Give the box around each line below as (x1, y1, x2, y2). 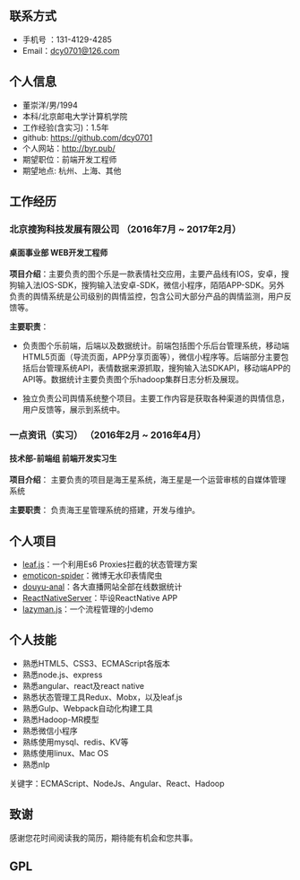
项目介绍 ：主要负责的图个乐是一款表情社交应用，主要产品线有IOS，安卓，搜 (9, 268, 289, 280)
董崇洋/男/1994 (21, 100, 78, 110)
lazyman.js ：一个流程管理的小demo (21, 604, 154, 614)
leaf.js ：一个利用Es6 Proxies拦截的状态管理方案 (21, 559, 198, 570)
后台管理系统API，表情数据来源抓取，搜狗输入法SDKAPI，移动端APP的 (30, 362, 291, 374)
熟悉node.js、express (21, 669, 103, 680)
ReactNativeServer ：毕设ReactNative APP (21, 593, 178, 604)
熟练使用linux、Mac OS (21, 747, 109, 758)
